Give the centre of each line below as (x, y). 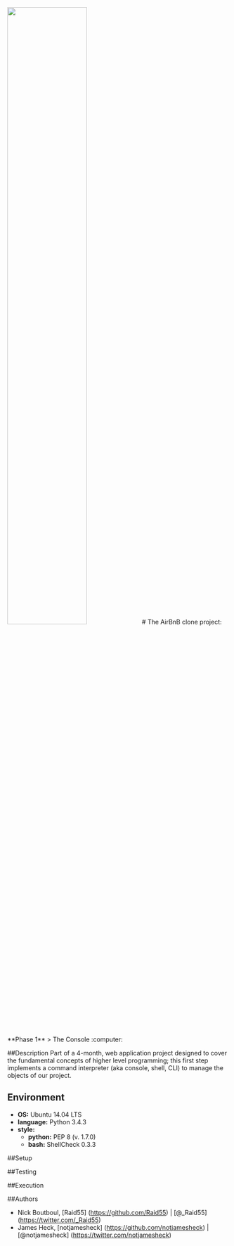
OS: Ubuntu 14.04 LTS (50, 1115)
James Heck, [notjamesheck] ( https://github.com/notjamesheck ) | (113, 1227)
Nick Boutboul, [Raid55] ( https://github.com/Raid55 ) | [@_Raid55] (112, 1212)
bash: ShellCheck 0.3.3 (62, 1144)
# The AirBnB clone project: (182, 622)
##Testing (22, 1171)
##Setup (20, 1158)
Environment (36, 1097)
